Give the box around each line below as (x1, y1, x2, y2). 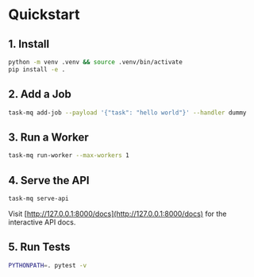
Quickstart (8, 6, 81, 24)
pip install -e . (8, 65, 66, 73)
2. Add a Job (8, 87, 71, 101)
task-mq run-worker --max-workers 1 (8, 152, 129, 160)
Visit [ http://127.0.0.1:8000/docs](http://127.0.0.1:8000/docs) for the (8, 209, 228, 218)
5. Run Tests (8, 240, 71, 254)
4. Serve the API (8, 173, 90, 187)
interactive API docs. (8, 217, 76, 227)
